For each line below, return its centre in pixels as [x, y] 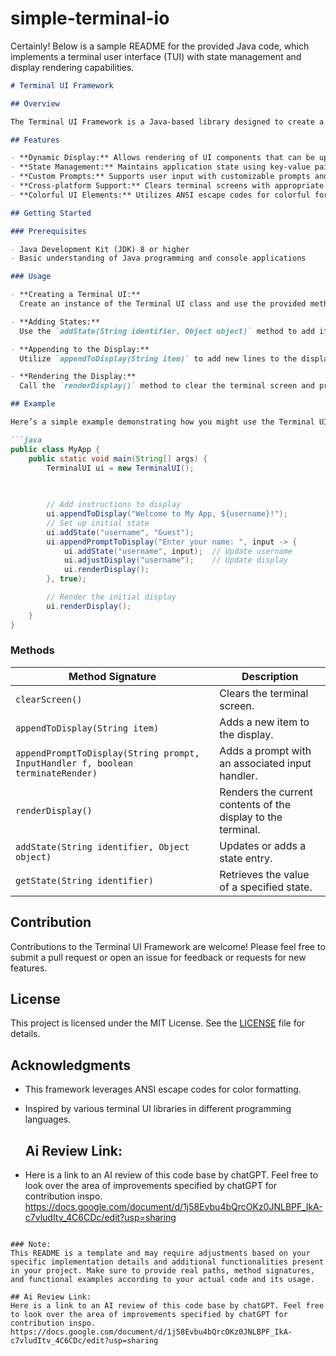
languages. [48, 1119]
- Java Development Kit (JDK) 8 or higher [100, 249]
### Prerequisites [48, 231]
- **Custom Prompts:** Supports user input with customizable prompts [160, 177]
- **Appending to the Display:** [80, 349]
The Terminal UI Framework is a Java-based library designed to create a [167, 122]
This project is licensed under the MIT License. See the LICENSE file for [158, 1023]
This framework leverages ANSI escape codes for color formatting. [163, 1089]
